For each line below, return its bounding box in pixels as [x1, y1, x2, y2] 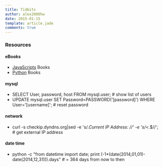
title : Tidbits [5, 7, 36, 12]
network [5, 113, 23, 119]
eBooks [5, 53, 21, 59]
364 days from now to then [70, 156, 125, 162]
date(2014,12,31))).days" [12, 156, 61, 162]
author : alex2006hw [5, 12, 45, 17]
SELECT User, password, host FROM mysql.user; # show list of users [12, 91, 152, 98]
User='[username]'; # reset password [12, 102, 89, 108]
